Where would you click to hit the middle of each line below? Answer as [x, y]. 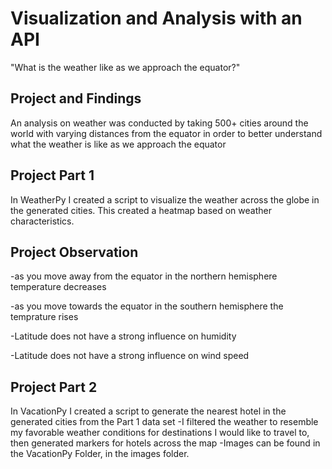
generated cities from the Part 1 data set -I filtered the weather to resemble [164, 422]
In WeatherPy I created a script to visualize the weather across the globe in [165, 199]
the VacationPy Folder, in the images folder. [100, 454]
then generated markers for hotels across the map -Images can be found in [165, 443]
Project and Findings [76, 98]
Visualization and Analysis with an [156, 18]
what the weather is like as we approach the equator [118, 144]
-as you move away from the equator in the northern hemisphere [144, 276]
